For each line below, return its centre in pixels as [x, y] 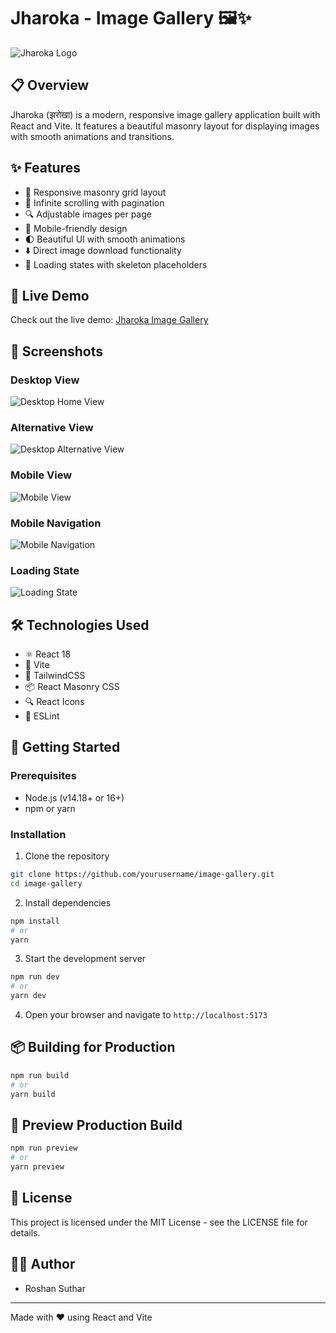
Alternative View [52, 427]
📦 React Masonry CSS [72, 687]
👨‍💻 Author [43, 1264]
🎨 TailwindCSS [55, 676]
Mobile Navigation [56, 523]
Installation [38, 834]
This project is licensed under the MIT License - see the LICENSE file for [159, 1222]
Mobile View [41, 475]
